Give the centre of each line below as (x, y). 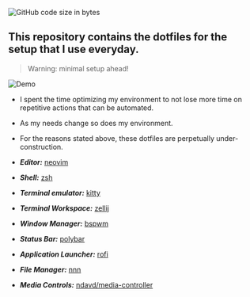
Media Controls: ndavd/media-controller (86, 284)
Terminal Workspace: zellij (64, 208)
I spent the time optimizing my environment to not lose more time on (131, 99)
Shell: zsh (36, 177)
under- (227, 138)
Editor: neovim (44, 162)
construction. (41, 147)
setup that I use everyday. (74, 49)
